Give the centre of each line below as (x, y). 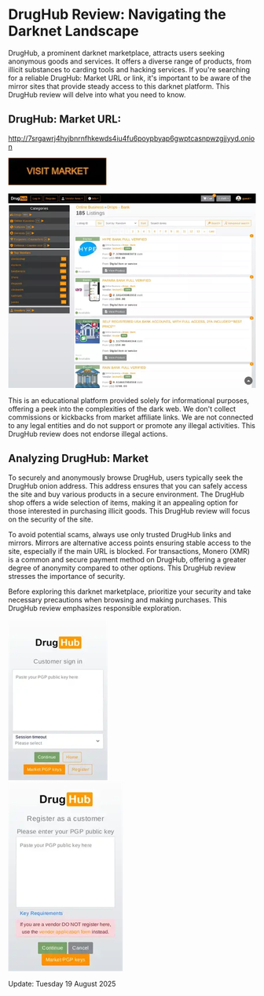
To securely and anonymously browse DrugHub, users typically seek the (126, 478)
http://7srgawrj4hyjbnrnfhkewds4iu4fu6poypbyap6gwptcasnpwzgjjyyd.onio (132, 138)
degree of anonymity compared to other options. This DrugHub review (122, 568)
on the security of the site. (51, 519)
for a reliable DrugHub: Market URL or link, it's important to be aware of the (130, 78)
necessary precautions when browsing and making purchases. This (118, 599)
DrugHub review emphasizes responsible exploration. (95, 608)
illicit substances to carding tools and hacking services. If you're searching (129, 69)
